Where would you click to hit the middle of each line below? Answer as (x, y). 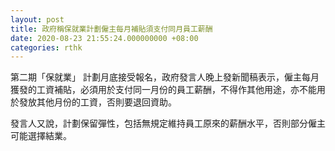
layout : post (37, 19)
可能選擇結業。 (41, 136)
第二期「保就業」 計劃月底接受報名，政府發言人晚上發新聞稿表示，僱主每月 (165, 77)
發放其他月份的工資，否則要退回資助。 (97, 102)
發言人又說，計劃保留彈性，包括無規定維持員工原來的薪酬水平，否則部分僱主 (168, 123)
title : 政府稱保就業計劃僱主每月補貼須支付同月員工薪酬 (111, 29)
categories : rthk (46, 47)
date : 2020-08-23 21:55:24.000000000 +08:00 (104, 38)
